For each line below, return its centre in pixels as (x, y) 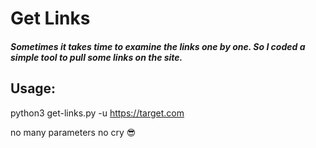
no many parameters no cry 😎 (73, 132)
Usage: (33, 88)
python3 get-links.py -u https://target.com (97, 113)
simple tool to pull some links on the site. (96, 57)
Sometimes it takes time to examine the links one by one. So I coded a (158, 46)
